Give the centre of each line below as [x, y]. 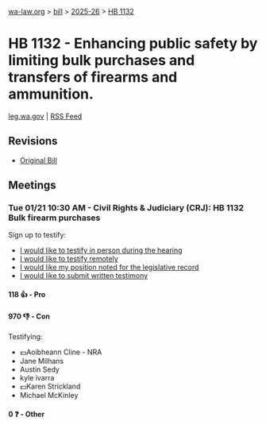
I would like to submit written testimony [84, 276]
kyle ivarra [37, 378]
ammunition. [51, 94]
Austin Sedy [39, 369]
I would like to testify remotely [69, 259]
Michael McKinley [49, 396]
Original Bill [39, 160]
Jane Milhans [42, 361]
